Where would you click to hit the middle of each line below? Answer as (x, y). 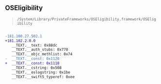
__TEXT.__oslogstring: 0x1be (41, 72)
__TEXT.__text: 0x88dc (34, 45)
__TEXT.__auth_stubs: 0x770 (40, 50)
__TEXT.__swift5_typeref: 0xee (43, 77)
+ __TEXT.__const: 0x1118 (32, 63)
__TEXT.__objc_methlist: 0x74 (42, 54)
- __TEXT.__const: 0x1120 (32, 59)
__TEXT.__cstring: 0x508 (37, 67)
